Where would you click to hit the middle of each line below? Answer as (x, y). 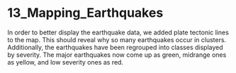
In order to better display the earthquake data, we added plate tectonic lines (118, 32)
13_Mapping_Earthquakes (85, 13)
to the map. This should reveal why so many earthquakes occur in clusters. (117, 39)
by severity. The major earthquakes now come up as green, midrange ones (117, 55)
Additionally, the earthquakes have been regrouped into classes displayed (115, 47)
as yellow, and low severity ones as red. (66, 62)
